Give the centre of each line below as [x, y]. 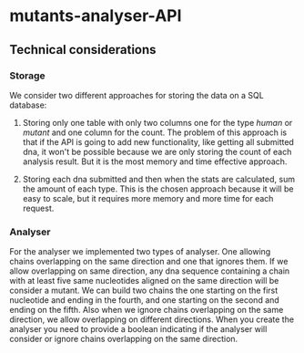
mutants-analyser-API [96, 16]
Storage [27, 76]
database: [28, 105]
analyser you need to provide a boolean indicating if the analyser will [138, 329]
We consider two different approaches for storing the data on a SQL [137, 95]
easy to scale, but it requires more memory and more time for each [148, 198]
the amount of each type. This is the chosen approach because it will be [158, 189]
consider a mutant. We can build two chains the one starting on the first [144, 291]
